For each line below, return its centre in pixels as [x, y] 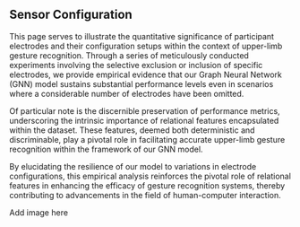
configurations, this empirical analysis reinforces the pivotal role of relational [150, 176]
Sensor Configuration [71, 15]
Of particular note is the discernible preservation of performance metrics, [145, 110]
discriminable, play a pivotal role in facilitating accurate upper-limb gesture [147, 139]
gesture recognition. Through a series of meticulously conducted [129, 55]
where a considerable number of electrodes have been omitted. [127, 93]
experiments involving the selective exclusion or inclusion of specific [136, 65]
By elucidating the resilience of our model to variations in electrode [133, 166]
